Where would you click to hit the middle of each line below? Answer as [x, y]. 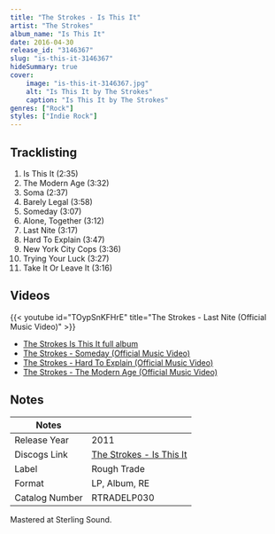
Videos [30, 296]
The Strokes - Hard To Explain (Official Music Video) [118, 362]
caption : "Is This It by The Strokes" [97, 100]
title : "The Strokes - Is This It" [76, 17]
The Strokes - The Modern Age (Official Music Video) [120, 372]
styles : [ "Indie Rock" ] [54, 116]
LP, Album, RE [120, 483]
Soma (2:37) [46, 192]
